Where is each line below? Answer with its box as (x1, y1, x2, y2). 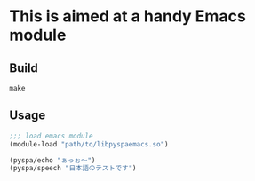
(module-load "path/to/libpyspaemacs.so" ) (9, 139, 169, 148)
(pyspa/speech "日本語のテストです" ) (9, 164, 137, 173)
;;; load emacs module (9, 131, 93, 140)
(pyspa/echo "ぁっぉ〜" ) (9, 155, 96, 165)
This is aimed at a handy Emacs (9, 6, 246, 27)
